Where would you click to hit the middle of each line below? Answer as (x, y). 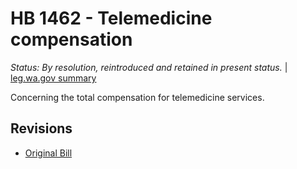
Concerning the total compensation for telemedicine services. (137, 97)
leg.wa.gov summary (53, 78)
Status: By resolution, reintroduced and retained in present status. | (149, 67)
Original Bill (48, 153)
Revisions (41, 128)
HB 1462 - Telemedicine (111, 18)
